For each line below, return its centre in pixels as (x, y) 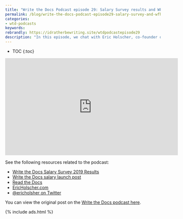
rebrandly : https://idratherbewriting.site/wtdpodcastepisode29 (73, 33)
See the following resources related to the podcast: (57, 162)
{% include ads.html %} (29, 212)
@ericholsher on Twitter (37, 192)
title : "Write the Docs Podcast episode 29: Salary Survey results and (80, 10)
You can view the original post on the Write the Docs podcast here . (73, 202)
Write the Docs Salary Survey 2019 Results (56, 172)
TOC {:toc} (23, 51)
